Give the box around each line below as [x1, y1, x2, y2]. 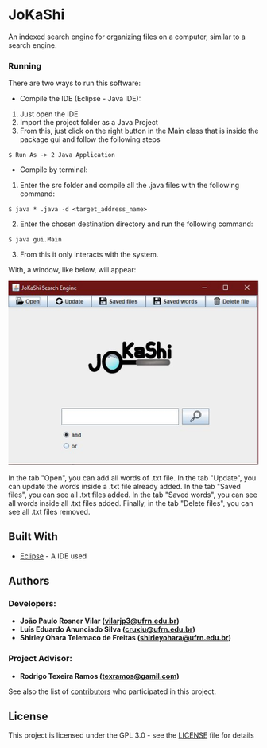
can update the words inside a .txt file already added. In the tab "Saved [8, 481, 241, 491]
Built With [8, 530, 58, 543]
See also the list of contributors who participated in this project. [8, 687, 217, 696]
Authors [8, 574, 50, 587]
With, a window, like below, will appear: [8, 265, 137, 275]
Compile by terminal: [19, 165, 88, 174]
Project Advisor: [8, 653, 73, 664]
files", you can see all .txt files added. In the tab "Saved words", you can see [8, 490, 258, 499]
